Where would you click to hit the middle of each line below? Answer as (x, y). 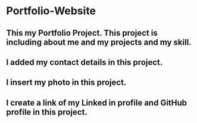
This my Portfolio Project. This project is (82, 33)
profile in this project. (47, 112)
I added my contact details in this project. (85, 62)
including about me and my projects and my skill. (99, 42)
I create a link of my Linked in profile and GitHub (97, 102)
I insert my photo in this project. (66, 82)
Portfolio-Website (51, 11)
